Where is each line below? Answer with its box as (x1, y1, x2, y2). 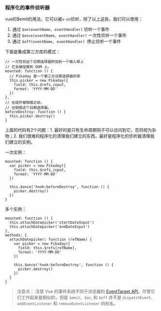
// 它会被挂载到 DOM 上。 (5, 64, 52, 70)
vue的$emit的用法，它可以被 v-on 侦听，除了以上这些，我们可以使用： (5, 16, 143, 22)
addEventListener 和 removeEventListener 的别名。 (16, 301, 118, 307)
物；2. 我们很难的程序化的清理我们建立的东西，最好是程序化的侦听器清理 (5, 133, 150, 139)
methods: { (5, 233, 27, 238)
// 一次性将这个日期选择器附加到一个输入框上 (5, 59, 84, 64)
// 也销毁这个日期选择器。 (5, 105, 52, 110)
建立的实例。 (9, 139, 35, 145)
